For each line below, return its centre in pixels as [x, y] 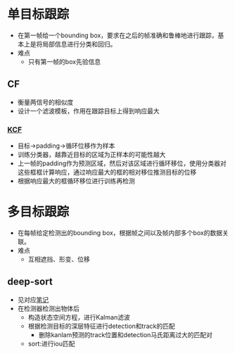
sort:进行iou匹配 [51, 343]
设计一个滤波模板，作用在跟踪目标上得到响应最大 [88, 110]
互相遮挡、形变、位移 [59, 259]
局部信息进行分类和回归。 [79, 44]
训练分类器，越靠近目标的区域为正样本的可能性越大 [91, 155]
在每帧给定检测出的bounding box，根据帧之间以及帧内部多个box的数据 [120, 232]
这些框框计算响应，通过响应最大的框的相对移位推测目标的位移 [107, 172]
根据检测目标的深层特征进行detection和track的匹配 [101, 326]
